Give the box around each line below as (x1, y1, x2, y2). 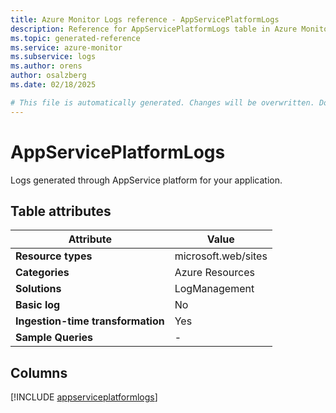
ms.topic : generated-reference (10, 33, 141, 43)
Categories (15, 266, 70, 280)
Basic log (15, 298, 61, 312)
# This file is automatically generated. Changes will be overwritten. (10, 97, 315, 108)
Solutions (15, 282, 62, 296)
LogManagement (174, 282, 255, 296)
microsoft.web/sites (174, 249, 268, 263)
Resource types (15, 249, 93, 263)
